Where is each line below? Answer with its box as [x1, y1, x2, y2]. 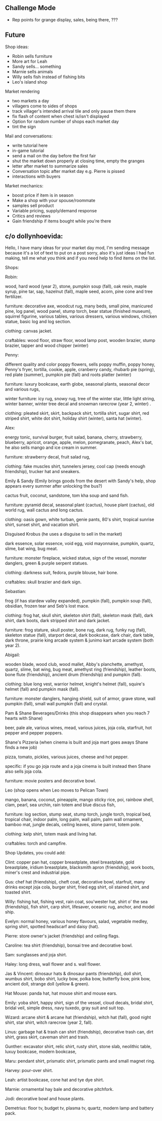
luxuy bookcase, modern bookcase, [5, 1049, 77, 1054]
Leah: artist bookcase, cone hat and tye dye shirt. [5, 1077, 104, 1083]
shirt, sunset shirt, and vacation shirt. [5, 522, 80, 527]
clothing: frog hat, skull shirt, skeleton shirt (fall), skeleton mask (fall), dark [5, 612, 154, 618]
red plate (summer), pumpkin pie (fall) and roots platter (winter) [5, 372, 132, 378]
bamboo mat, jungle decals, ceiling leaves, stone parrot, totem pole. [5, 822, 141, 828]
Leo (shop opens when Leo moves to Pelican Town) [5, 787, 109, 793]
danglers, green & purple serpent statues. [5, 560, 88, 566]
